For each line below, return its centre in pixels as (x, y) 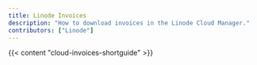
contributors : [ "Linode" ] (51, 30)
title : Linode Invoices (48, 15)
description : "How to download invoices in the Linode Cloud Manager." (129, 23)
